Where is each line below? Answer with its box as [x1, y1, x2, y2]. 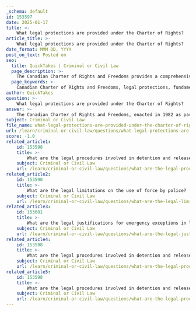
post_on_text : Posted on [6, 52, 66, 58]
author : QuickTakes [6, 90, 54, 96]
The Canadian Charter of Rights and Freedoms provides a [16, 74, 158, 79]
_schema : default [6, 8, 48, 15]
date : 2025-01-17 [6, 19, 48, 25]
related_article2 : [6, 172, 51, 177]
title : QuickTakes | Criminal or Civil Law [11, 62, 118, 69]
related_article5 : [6, 269, 51, 275]
